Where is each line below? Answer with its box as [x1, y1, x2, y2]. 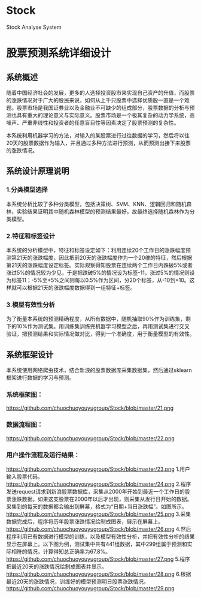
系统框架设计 [6, 349, 54, 360]
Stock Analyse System [6, 23, 62, 31]
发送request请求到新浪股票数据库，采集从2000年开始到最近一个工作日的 [6, 488, 185, 495]
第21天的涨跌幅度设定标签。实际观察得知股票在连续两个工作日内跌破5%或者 [6, 262, 193, 269]
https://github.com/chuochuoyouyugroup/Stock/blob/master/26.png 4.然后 [6, 525, 191, 533]
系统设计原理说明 [6, 166, 69, 176]
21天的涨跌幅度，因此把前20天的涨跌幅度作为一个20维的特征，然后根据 [16, 254, 193, 261]
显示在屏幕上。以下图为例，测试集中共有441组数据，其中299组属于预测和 [6, 540, 187, 548]
